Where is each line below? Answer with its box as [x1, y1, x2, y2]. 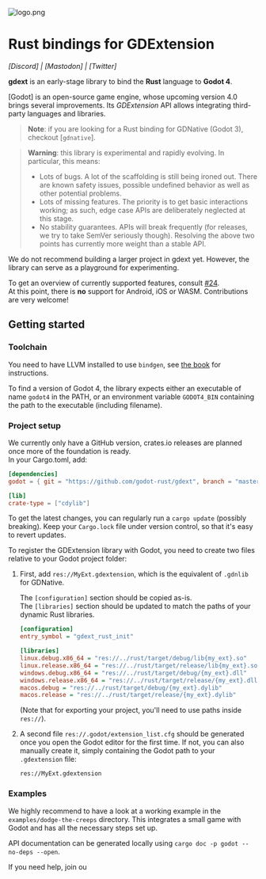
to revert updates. [8, 531, 66, 540]
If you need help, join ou [8, 862, 87, 871]
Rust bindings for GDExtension [8, 36, 215, 53]
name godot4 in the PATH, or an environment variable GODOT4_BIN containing [8, 392, 255, 401]
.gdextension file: [19, 755, 77, 764]
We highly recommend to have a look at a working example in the [8, 806, 222, 816]
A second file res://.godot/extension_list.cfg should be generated [19, 729, 245, 739]
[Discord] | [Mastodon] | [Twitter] [8, 61, 117, 70]
